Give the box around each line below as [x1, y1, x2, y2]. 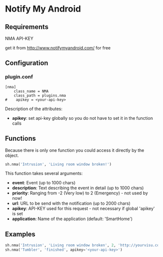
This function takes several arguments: [5, 171, 83, 177]
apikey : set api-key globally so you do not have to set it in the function [12, 115, 153, 121]
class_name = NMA [14, 89, 49, 94]
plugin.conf [5, 74, 33, 80]
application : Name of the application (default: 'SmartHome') [12, 216, 133, 222]
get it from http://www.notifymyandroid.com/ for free [5, 45, 111, 50]
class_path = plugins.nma [14, 93, 66, 98]
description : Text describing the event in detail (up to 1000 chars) [12, 185, 144, 191]
